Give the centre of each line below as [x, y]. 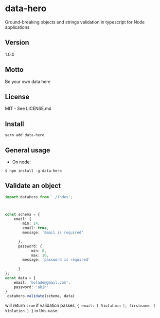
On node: [21, 162]
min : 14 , [31, 223]
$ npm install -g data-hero [34, 171]
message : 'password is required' [56, 260]
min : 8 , [39, 251]
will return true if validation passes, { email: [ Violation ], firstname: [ [80, 305]
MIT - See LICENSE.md [28, 108]
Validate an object [33, 186]
